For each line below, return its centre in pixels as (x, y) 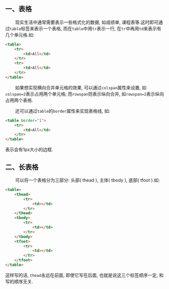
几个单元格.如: (20, 35)
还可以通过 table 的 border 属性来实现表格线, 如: (63, 111)
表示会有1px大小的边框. (29, 150)
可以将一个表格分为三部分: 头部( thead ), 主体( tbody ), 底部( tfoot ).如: (87, 180)
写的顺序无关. (19, 281)
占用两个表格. (19, 100)
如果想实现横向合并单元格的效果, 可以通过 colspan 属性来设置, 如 (81, 87)
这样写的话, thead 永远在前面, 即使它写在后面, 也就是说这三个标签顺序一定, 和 (84, 275)
